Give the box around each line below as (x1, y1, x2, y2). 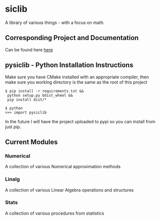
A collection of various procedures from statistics (5, 210, 104, 216)
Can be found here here (5, 46, 53, 52)
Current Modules (5, 138, 58, 146)
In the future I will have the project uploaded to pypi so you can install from (5, 118, 156, 124)
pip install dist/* (7, 97, 47, 102)
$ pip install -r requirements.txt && (5, 88, 84, 93)
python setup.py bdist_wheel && (7, 93, 73, 98)
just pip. (5, 124, 21, 130)
